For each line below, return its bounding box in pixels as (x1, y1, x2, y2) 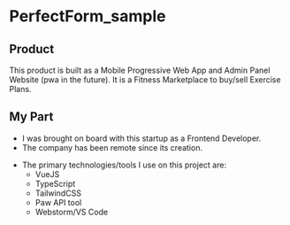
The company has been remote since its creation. (21, 142, 203, 152)
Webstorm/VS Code (34, 206, 109, 217)
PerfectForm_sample (9, 6, 166, 27)
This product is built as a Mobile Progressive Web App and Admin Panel (9, 65, 271, 75)
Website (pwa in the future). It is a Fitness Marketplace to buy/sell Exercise (9, 74, 281, 85)
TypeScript (34, 178, 76, 189)
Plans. (9, 84, 32, 94)
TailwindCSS (34, 188, 82, 198)
